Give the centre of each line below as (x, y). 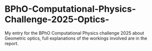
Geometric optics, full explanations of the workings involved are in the (76, 38)
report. (12, 43)
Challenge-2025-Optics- (57, 19)
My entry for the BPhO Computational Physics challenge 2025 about (75, 33)
